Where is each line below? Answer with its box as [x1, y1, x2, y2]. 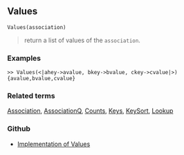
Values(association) [7, 24, 67, 30]
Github [7, 124, 31, 134]
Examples [7, 53, 42, 63]
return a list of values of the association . [24, 36, 140, 44]
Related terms [7, 91, 55, 101]
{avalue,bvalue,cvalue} [7, 75, 76, 82]
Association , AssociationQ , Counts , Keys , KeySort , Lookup [7, 107, 174, 115]
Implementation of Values [17, 140, 91, 148]
